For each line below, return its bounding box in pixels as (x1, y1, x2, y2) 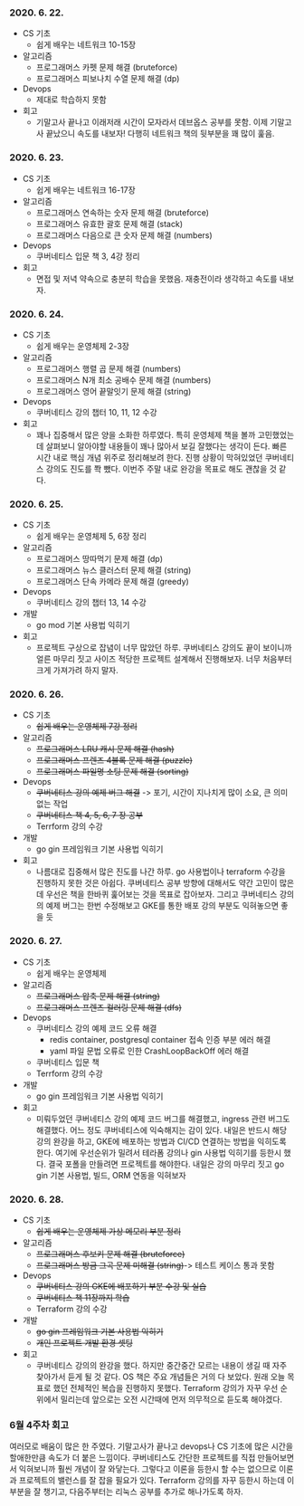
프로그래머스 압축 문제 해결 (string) (35, 990, 160, 1001)
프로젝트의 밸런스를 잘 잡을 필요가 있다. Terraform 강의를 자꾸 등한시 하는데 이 (18, 1475, 295, 1486)
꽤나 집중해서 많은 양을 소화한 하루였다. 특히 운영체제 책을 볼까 (35, 429, 256, 440)
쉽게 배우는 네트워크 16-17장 (35, 184, 136, 195)
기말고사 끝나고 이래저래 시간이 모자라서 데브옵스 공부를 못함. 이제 (35, 117, 269, 128)
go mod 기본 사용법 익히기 (35, 620, 130, 631)
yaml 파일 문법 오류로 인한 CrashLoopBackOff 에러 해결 (49, 1045, 250, 1056)
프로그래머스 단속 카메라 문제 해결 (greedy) (35, 577, 190, 587)
